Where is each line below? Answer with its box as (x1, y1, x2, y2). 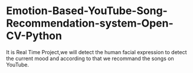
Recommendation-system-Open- (6, 16, 174, 30)
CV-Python (6, 29, 62, 42)
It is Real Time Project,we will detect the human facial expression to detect (6, 48, 187, 55)
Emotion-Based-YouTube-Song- (6, 4, 168, 18)
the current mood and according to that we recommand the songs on (6, 55, 174, 62)
